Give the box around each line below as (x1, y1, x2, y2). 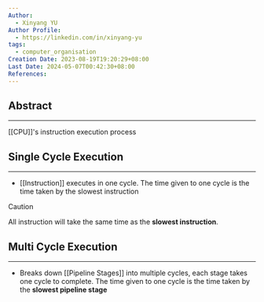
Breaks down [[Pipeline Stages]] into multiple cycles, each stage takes (19, 268, 247, 278)
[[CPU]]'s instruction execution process (8, 127, 137, 137)
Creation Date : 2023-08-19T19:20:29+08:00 (8, 56, 149, 64)
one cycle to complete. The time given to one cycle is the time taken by (19, 277, 250, 286)
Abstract (8, 99, 53, 112)
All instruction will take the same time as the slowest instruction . (8, 217, 218, 226)
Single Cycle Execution (8, 150, 124, 164)
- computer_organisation (15, 48, 97, 56)
